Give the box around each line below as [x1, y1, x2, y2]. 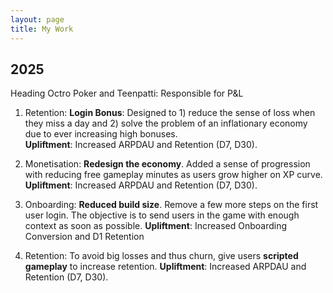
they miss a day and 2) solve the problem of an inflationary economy [24, 117, 308, 130]
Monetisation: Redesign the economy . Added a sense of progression [24, 158, 311, 170]
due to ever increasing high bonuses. [24, 128, 178, 140]
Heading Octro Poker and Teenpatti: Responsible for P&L [10, 87, 244, 100]
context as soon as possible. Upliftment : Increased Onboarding [24, 220, 288, 232]
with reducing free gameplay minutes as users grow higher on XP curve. [24, 169, 323, 181]
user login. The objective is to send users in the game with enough [24, 209, 300, 221]
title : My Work [10, 24, 74, 34]
